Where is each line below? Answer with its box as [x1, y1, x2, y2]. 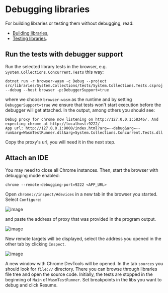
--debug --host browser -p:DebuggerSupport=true [5, 87, 109, 92]
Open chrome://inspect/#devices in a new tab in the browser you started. [5, 191, 157, 197]
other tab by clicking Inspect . [5, 241, 66, 247]
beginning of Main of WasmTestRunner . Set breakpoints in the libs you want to [5, 276, 162, 282]
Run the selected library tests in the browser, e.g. [5, 63, 107, 69]
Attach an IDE [5, 154, 49, 162]
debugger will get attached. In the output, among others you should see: [5, 107, 155, 113]
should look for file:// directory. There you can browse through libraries [5, 266, 157, 272]
